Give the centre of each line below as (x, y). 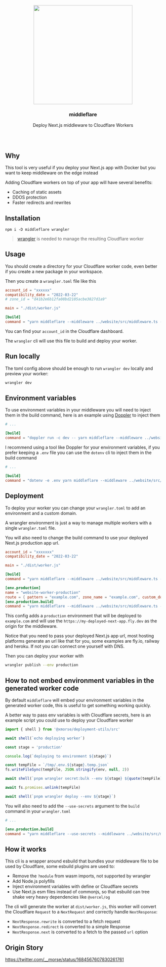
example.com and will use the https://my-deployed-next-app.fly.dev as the (81, 621)
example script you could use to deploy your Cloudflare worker (69, 720)
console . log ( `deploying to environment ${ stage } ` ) (58, 756)
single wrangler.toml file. (31, 528)
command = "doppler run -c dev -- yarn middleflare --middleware (74, 438)
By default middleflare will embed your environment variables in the (75, 700)
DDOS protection (29, 198)
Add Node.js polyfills (34, 881)
